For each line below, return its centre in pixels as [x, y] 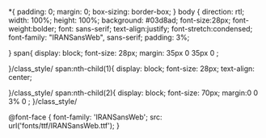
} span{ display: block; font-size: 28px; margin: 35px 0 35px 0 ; [114, 53]
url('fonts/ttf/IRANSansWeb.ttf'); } [64, 125]
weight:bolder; [32, 29]
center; [20, 77]
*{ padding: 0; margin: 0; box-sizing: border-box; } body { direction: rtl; [127, 12]
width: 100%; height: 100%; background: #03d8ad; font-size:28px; [120, 20]
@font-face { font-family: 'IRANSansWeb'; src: [86, 117]
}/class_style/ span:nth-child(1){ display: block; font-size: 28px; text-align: [131, 69]
